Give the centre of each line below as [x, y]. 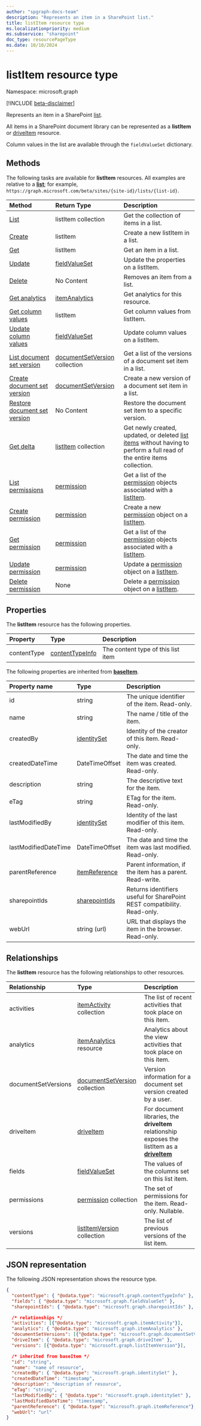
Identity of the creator [157, 731]
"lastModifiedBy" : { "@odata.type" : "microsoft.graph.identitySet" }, [101, 1395]
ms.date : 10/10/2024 [32, 46]
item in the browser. [154, 929]
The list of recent [168, 998]
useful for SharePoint [156, 897]
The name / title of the [157, 714]
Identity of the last [152, 815]
